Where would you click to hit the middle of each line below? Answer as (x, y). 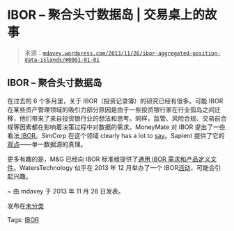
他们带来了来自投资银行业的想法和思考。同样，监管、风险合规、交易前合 (123, 118)
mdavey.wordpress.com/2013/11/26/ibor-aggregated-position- (132, 53)
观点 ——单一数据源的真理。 (47, 144)
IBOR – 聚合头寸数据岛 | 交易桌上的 (106, 15)
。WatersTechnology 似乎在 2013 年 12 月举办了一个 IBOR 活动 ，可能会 (114, 167)
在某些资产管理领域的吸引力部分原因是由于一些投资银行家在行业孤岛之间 (111, 110)
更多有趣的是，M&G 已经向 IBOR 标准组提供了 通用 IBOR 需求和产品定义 (109, 159)
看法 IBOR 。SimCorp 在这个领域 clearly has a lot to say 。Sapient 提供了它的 (116, 135)
